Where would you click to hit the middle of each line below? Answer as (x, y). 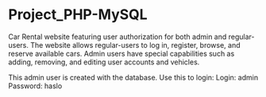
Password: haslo (35, 86)
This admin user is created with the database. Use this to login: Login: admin (133, 77)
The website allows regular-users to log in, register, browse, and (135, 45)
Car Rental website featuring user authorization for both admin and (118, 37)
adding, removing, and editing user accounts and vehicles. (104, 62)
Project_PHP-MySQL (78, 15)
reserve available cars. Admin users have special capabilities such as (121, 53)
